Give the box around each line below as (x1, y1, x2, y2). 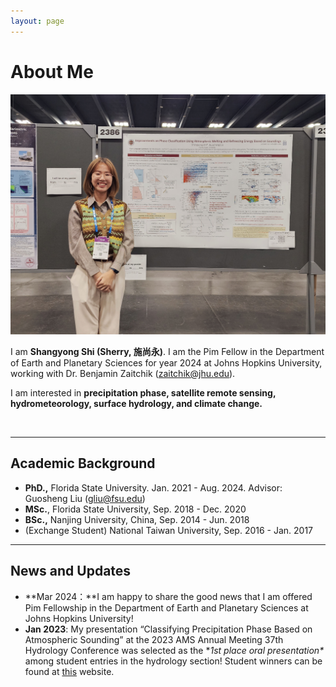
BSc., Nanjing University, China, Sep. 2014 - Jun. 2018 (24, 513, 250, 525)
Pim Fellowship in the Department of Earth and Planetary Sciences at (24, 601, 309, 614)
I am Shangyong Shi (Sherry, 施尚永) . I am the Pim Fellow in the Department (10, 345, 325, 357)
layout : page (10, 16, 65, 26)
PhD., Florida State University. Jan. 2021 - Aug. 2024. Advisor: (24, 481, 283, 494)
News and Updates (10, 563, 132, 580)
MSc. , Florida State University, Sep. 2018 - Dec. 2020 (24, 503, 247, 515)
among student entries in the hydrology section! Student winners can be (24, 655, 323, 667)
